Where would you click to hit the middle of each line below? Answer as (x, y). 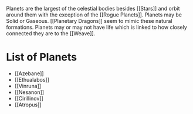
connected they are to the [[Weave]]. (51, 33)
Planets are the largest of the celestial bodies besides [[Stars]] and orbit (93, 9)
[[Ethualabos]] (32, 79)
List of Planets (42, 57)
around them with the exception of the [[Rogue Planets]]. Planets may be (94, 15)
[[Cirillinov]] (29, 98)
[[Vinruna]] (28, 86)
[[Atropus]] (28, 105)
